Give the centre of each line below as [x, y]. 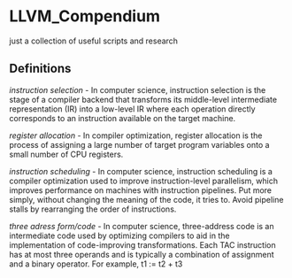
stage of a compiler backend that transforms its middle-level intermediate [143, 99]
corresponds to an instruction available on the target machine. [123, 118]
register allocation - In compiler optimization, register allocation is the [136, 135]
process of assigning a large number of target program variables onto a [139, 144]
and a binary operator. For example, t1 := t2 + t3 [96, 264]
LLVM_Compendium [85, 16]
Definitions [40, 69]
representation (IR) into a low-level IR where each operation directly [132, 109]
